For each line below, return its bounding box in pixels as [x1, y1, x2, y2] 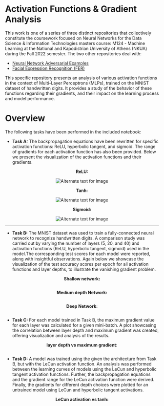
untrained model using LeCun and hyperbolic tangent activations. [12, 387, 144, 393]
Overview [5, 113, 45, 124]
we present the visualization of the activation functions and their [12, 154, 142, 160]
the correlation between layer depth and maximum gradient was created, [12, 327, 159, 333]
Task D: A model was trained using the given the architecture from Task [12, 356, 157, 362]
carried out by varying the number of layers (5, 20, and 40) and [12, 240, 140, 246]
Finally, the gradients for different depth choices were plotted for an [12, 382, 149, 387]
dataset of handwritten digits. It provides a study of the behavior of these [5, 85, 152, 91]
